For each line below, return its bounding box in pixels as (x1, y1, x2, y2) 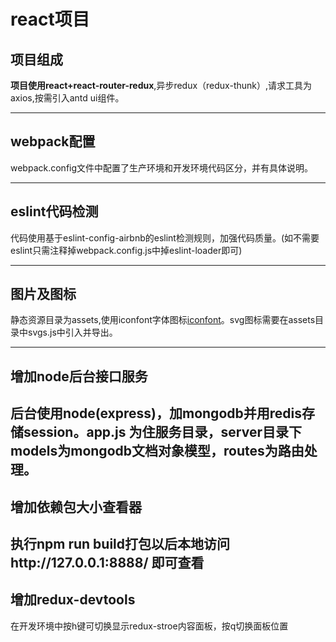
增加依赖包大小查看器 (10, 498, 142, 515)
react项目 (10, 8, 90, 31)
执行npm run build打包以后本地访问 (10, 536, 231, 552)
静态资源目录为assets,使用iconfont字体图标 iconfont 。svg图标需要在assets (10, 314, 316, 326)
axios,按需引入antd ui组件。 (10, 92, 125, 104)
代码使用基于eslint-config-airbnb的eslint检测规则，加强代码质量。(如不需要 (10, 231, 320, 244)
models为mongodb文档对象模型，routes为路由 (10, 443, 305, 460)
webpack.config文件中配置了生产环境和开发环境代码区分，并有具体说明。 (10, 161, 314, 174)
